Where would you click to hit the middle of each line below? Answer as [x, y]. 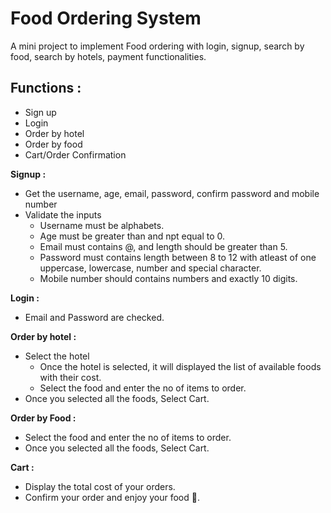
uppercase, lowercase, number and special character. [150, 268]
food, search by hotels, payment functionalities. [108, 56]
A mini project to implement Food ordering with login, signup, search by [157, 46]
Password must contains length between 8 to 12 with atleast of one [178, 257]
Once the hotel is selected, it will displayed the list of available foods [180, 366]
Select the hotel [57, 356]
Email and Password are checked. [94, 317]
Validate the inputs [63, 214]
